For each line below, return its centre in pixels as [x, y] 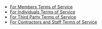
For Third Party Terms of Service [43, 17]
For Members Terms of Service [41, 7]
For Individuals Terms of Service [42, 12]
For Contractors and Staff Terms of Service [53, 22]
